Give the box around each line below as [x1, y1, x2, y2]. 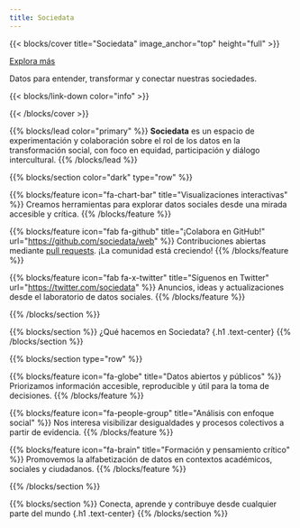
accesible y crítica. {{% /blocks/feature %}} [9, 208, 172, 219]
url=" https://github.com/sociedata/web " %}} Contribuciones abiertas [9, 236, 267, 246]
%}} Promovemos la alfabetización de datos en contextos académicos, [9, 453, 273, 465]
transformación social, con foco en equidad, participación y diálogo [9, 144, 260, 155]
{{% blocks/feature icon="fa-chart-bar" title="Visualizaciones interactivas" [9, 189, 288, 199]
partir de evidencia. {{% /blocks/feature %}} [9, 426, 174, 438]
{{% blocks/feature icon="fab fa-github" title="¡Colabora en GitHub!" [9, 226, 266, 236]
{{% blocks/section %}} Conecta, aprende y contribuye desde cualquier [9, 498, 277, 509]
